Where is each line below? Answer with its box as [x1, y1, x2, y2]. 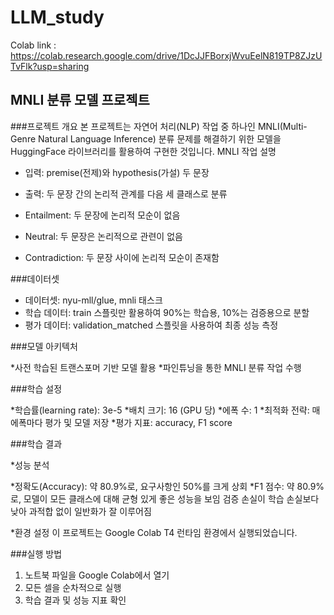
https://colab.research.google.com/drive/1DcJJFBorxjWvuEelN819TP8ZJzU [10, 49, 323, 61]
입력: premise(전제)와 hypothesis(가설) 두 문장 [24, 166, 210, 178]
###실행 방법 [10, 547, 63, 560]
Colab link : [10, 39, 57, 51]
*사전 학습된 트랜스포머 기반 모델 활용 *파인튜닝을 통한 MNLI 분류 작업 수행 [10, 361, 302, 373]
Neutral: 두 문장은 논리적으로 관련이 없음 [24, 230, 183, 242]
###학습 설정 [10, 382, 63, 395]
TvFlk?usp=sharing [10, 60, 90, 72]
